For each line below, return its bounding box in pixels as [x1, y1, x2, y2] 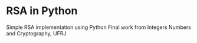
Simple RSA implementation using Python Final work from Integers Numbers [6, 24, 192, 31]
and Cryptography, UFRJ [6, 29, 67, 37]
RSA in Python [6, 4, 78, 18]
